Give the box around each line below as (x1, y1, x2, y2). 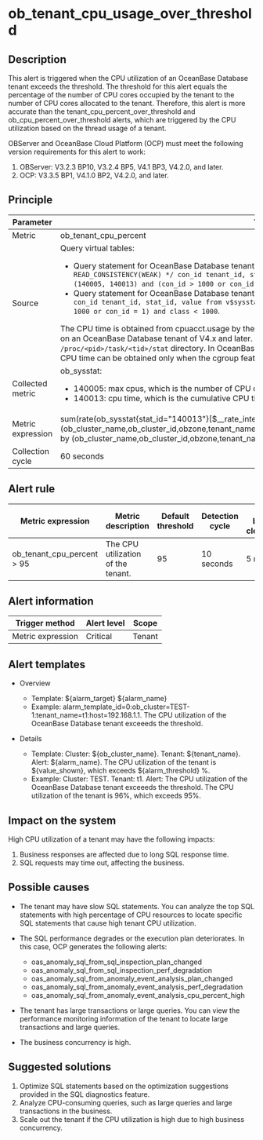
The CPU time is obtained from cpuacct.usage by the (59, 323, 255, 334)
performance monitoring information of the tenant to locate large (19, 1014, 229, 1023)
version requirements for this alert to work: (8, 147, 146, 156)
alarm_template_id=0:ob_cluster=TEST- (62, 702, 190, 711)
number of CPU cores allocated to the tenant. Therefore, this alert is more (8, 99, 246, 108)
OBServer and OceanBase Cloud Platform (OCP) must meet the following (8, 139, 244, 148)
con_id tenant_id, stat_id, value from (73, 298, 222, 306)
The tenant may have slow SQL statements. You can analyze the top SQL (19, 901, 255, 911)
